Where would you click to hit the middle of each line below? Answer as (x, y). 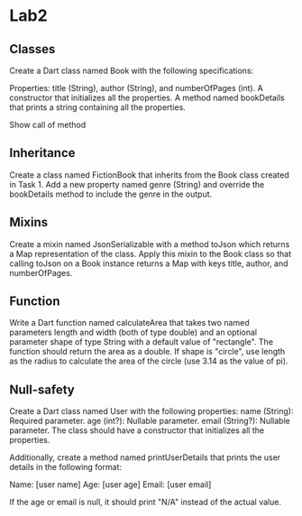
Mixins (28, 222)
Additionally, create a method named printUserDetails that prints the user (145, 457)
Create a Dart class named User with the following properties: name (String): (151, 411)
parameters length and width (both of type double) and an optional (133, 332)
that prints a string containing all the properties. (98, 107)
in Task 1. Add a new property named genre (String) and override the (137, 184)
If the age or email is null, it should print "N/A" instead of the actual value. (146, 502)
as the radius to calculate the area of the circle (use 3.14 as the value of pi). (149, 361)
